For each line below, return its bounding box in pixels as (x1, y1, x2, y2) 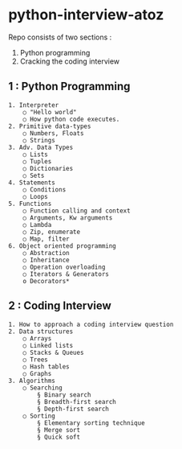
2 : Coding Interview (8, 299, 112, 313)
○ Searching (22, 384, 63, 392)
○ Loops (22, 192, 48, 200)
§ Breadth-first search (37, 398, 116, 406)
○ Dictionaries (22, 164, 74, 172)
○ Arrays (22, 334, 52, 343)
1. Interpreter (8, 101, 59, 109)
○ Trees (22, 356, 48, 364)
